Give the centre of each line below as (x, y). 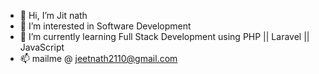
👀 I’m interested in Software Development (105, 26)
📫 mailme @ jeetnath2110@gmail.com (98, 58)
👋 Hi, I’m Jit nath (53, 15)
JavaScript (42, 47)
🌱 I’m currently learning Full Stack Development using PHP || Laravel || (164, 36)
